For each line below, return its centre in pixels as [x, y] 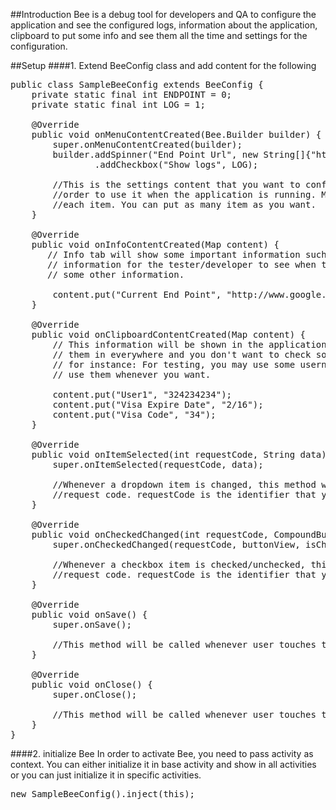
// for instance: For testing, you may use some [174, 364]
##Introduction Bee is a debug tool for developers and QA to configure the [163, 14]
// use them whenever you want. [132, 374]
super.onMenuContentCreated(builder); [147, 144]
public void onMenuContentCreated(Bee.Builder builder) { [176, 134]
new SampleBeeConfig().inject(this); [103, 794]
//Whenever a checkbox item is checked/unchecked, [179, 564]
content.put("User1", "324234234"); [142, 394]
